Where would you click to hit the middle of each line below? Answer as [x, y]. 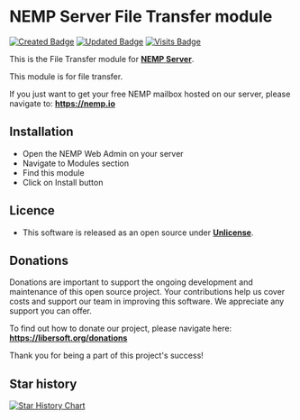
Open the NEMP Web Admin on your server [103, 153]
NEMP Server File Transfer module [141, 17]
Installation [41, 132]
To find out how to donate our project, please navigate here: [121, 329]
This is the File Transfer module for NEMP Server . [102, 59]
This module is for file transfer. [66, 76]
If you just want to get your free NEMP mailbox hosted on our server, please [150, 94]
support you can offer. [51, 311]
